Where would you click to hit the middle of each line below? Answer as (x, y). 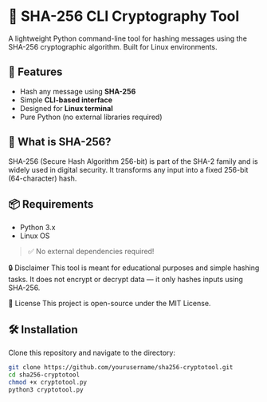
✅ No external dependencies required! (91, 252)
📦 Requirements (51, 204)
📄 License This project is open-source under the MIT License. (110, 304)
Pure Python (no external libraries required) (91, 117)
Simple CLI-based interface (66, 100)
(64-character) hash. (43, 178)
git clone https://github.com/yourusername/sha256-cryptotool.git (121, 368)
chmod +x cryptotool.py (48, 382)
